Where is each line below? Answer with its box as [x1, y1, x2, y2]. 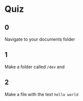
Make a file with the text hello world [4, 91, 79, 97]
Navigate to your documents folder [4, 36, 75, 42]
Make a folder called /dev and [4, 63, 65, 70]
